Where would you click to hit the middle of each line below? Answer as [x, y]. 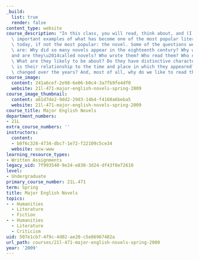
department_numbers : [32, 116]
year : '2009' [22, 248]
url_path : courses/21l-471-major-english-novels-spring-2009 [83, 242]
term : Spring [22, 187]
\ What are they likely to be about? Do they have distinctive [91, 61]
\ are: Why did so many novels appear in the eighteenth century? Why [100, 50]
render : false [29, 22]
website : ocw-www [33, 149]
